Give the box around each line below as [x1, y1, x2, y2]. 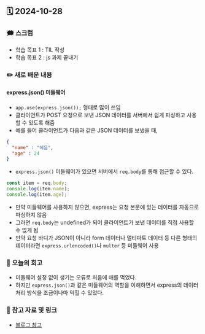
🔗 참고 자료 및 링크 [6, 306, 57, 314]
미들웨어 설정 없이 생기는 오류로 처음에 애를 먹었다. [15, 274, 137, 281]
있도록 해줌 [28, 118, 55, 126]
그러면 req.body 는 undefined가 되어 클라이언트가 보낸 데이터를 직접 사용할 [15, 219, 195, 226]
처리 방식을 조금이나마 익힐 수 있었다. [15, 289, 104, 297]
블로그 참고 [15, 321, 42, 328]
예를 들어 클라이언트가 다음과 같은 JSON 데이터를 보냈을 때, [15, 126, 158, 134]
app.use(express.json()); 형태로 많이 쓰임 [15, 103, 121, 111]
